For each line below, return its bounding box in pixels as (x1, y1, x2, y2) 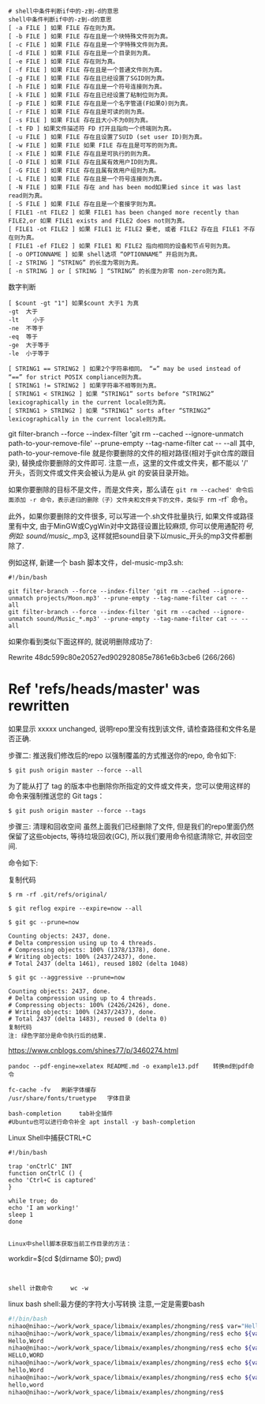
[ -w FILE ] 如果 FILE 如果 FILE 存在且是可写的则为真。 (8, 141, 181, 149)
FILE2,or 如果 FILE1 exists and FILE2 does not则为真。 (8, 217, 188, 225)
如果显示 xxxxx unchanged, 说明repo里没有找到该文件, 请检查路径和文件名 (8, 724, 250, 733)
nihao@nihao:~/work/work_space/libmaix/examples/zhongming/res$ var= (8, 1322, 242, 1330)
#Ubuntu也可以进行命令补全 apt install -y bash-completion (8, 1118, 196, 1126)
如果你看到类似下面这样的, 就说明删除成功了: (8, 637, 153, 646)
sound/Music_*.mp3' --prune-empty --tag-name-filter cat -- (36, 615, 238, 623)
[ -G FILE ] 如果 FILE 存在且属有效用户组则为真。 (8, 167, 160, 174)
